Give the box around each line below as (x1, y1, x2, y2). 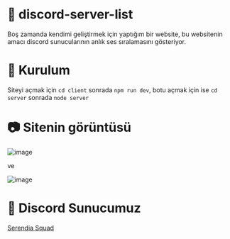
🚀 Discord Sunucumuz (7, 200, 141, 216)
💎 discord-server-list (7, 6, 133, 23)
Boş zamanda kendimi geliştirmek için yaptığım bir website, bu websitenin (7, 30, 223, 38)
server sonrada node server (7, 93, 89, 101)
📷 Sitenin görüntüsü (7, 120, 131, 135)
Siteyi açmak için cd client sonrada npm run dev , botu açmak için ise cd (7, 85, 218, 94)
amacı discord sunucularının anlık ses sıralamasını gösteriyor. (7, 37, 187, 45)
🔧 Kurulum (7, 62, 71, 79)
